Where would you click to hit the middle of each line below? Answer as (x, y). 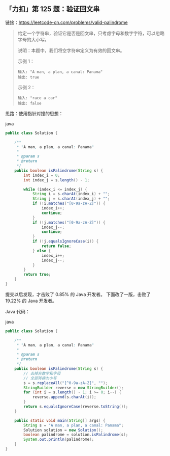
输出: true (28, 77)
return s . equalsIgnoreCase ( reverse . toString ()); (76, 407)
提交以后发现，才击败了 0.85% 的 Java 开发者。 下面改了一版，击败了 (78, 294)
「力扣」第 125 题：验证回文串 (53, 9)
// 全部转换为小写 (40, 378)
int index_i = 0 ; (42, 175)
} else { (42, 251)
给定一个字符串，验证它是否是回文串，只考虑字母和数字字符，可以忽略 (91, 33)
